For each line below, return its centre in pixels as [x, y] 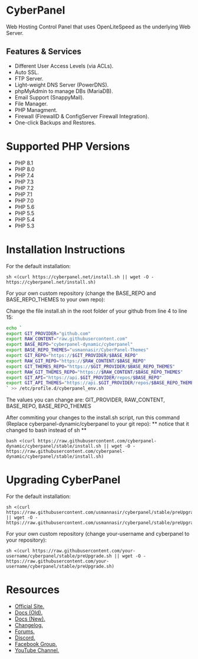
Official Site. [29, 606]
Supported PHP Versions [68, 146]
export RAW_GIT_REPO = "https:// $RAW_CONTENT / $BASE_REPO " [76, 361]
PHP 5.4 [25, 219]
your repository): [27, 540]
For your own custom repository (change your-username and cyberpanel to [98, 534]
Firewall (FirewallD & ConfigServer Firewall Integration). [82, 116]
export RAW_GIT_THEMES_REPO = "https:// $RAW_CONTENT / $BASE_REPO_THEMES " [95, 372]
